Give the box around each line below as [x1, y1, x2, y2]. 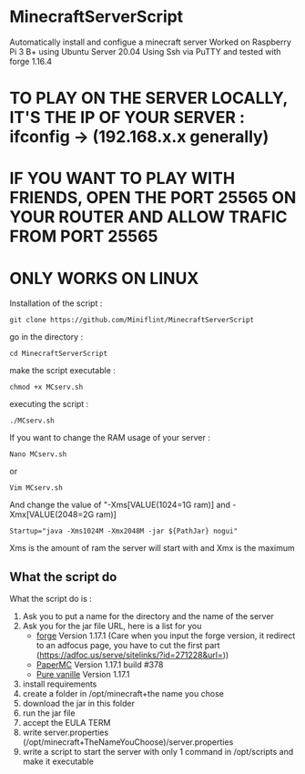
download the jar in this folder [22, 698, 135, 709]
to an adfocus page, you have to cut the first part [36, 640, 220, 651]
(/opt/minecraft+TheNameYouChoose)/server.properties [22, 737, 234, 748]
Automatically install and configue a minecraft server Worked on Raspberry [9, 36, 291, 47]
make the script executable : [9, 365, 117, 376]
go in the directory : [9, 331, 84, 342]
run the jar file [22, 708, 76, 718]
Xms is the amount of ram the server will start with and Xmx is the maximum [9, 543, 296, 554]
